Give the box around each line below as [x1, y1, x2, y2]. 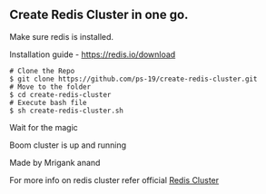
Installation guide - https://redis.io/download [9, 49, 176, 60]
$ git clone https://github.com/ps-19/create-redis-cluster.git [9, 74, 258, 83]
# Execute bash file [9, 98, 88, 107]
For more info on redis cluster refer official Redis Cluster [9, 174, 220, 185]
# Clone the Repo [9, 66, 75, 75]
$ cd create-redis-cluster [9, 90, 112, 99]
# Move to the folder [9, 82, 92, 92]
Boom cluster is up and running [9, 140, 127, 150]
